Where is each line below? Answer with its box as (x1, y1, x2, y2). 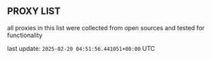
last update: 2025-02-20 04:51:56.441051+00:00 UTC (7, 44, 156, 52)
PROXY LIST (7, 5, 61, 17)
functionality (7, 31, 43, 39)
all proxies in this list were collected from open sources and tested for (7, 23, 205, 32)
